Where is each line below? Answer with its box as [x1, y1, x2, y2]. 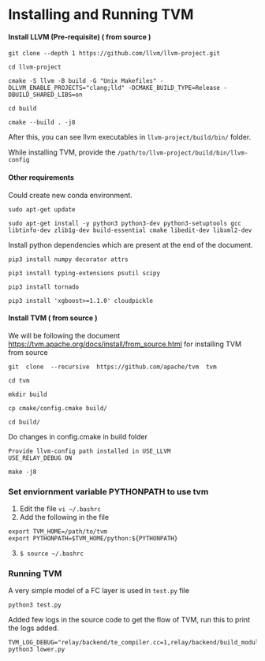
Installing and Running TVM [8, 6, 194, 24]
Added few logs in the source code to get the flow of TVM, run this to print [8, 615, 251, 625]
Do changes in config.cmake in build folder [8, 431, 148, 441]
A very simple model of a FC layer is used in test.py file [8, 586, 190, 596]
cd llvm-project [8, 63, 62, 72]
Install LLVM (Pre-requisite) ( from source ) [8, 32, 151, 41]
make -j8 [8, 468, 37, 476]
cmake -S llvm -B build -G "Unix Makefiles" [8, 77, 157, 85]
